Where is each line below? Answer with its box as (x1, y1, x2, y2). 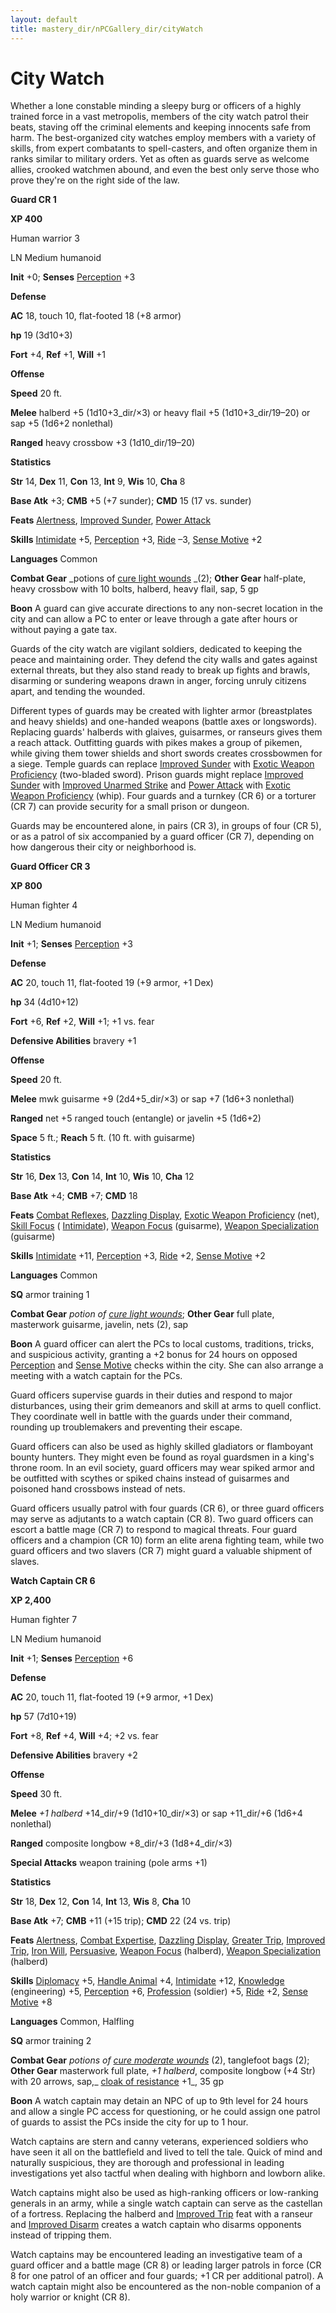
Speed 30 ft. (10, 1788, 63, 1800)
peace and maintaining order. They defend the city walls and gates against (10, 654, 318, 666)
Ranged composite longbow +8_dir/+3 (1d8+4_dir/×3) (10, 1837, 233, 1850)
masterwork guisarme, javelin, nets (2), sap (10, 1319, 189, 1331)
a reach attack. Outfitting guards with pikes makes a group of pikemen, (10, 737, 303, 749)
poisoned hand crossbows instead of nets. (10, 1483, 186, 1495)
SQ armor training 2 (10, 2035, 92, 2047)
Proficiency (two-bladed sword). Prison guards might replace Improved (10, 769, 304, 781)
